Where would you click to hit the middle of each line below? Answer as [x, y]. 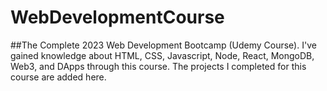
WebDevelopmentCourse [117, 17]
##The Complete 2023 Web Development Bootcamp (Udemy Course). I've [163, 45]
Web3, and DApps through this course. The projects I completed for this [158, 66]
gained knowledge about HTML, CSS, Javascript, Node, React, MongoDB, [162, 55]
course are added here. [58, 77]
